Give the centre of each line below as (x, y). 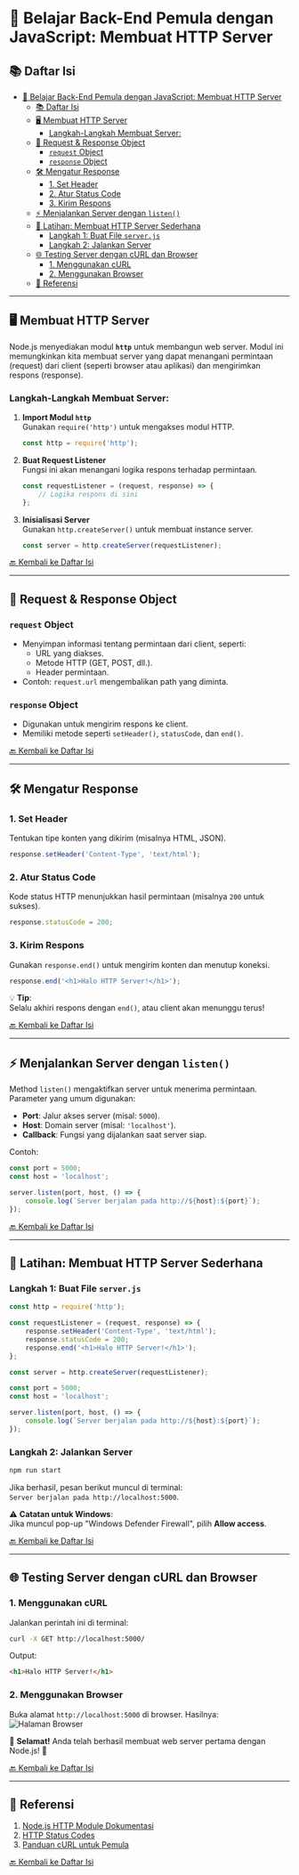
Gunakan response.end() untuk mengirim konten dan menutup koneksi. (140, 964)
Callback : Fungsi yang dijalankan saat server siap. (114, 1135)
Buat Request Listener (64, 460)
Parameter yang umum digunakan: (73, 1099)
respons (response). (46, 375)
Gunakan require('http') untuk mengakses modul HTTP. (128, 427)
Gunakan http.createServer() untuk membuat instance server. (137, 529)
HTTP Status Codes (58, 1835)
